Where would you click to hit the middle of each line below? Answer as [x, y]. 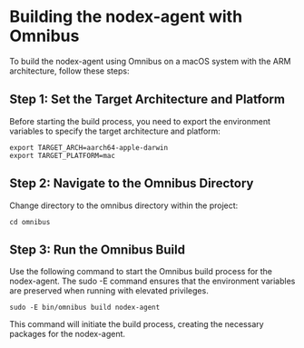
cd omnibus [30, 222]
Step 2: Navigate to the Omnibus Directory [132, 184]
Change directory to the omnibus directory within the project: [124, 205]
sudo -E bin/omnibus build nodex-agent [85, 308]
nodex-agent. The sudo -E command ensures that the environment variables [152, 281]
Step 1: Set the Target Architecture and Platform [147, 99]
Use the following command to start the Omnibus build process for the [141, 272]
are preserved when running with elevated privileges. [109, 291]
